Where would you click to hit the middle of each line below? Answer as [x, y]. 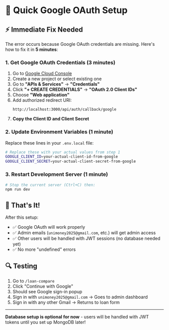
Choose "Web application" [41, 95]
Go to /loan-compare [33, 281]
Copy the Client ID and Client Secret [51, 119]
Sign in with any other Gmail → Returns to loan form [66, 302]
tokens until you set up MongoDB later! [46, 322]
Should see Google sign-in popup [47, 291]
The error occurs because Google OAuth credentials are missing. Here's [80, 44]
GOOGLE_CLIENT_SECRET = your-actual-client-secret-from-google [71, 161]
